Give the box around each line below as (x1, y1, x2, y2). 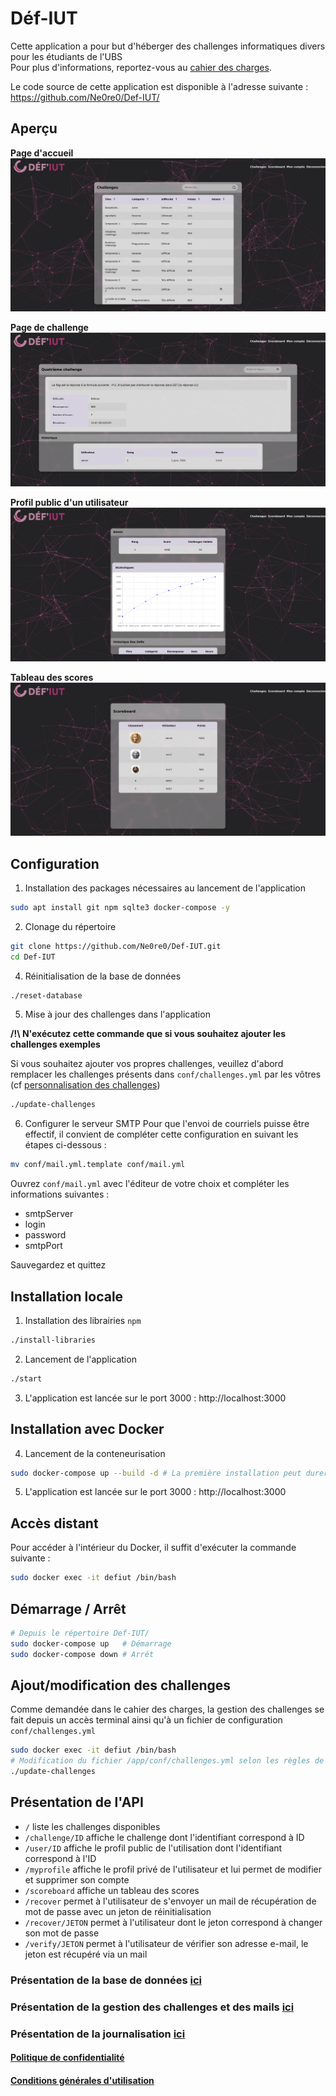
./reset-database (10, 990, 83, 1001)
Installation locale (10, 1288, 124, 1305)
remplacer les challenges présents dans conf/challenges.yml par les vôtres (10, 1068, 322, 1081)
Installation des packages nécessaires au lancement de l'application (24, 882, 307, 894)
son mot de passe (24, 1927, 100, 1939)
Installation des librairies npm (24, 1315, 142, 1326)
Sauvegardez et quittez (10, 1259, 107, 1271)
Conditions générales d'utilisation (10, 2074, 155, 2086)
